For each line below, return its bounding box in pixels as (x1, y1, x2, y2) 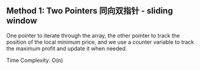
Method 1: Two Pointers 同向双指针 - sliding (6, 5, 173, 16)
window (6, 16, 38, 26)
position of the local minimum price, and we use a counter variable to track (6, 38, 195, 46)
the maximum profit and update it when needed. (6, 44, 127, 52)
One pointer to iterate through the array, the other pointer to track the (6, 32, 180, 39)
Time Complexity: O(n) (6, 57, 63, 64)
